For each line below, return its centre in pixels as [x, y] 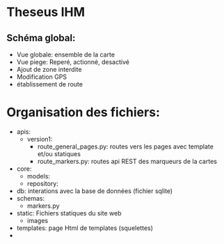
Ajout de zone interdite [49, 69]
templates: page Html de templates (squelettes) [85, 228]
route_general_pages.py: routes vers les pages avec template [125, 146]
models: [38, 176]
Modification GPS [42, 77]
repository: [42, 183]
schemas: [31, 198]
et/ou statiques [59, 153]
